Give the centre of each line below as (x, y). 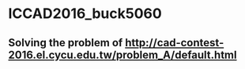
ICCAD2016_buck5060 (85, 14)
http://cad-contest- (175, 43)
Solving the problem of (66, 43)
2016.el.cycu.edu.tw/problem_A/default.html (122, 54)
